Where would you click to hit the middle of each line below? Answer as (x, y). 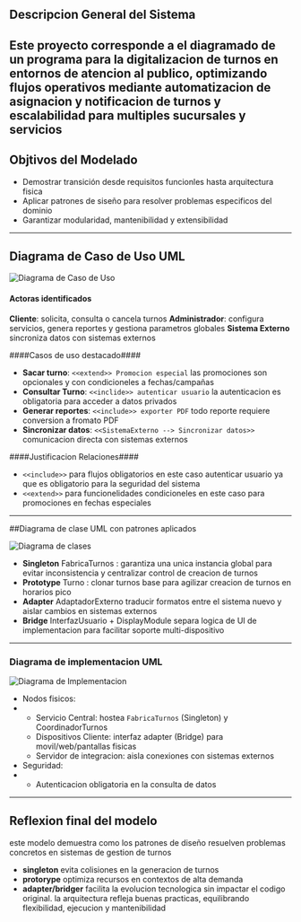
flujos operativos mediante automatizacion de (140, 88)
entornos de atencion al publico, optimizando (138, 73)
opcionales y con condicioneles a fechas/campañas (118, 382)
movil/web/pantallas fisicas (86, 746)
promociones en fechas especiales (87, 503)
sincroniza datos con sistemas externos (83, 338)
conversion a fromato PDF (70, 420)
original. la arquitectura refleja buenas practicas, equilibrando (136, 898)
